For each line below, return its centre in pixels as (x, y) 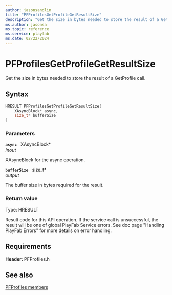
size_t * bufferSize (35, 116)
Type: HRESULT (22, 209)
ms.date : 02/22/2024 (27, 39)
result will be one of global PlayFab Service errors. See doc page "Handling (85, 225)
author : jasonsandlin (28, 10)
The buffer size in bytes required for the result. (55, 185)
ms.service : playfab (27, 34)
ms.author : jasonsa (26, 24)
